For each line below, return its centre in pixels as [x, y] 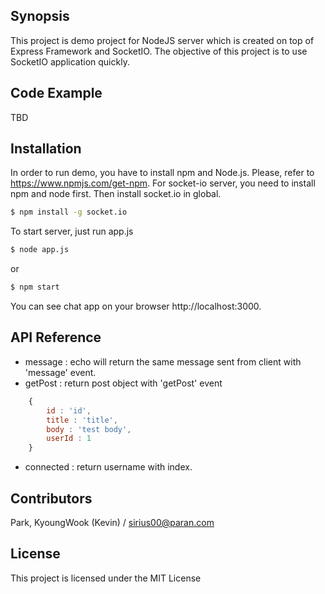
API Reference [56, 337]
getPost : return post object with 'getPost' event [123, 383]
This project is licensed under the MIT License [106, 578]
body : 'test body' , [89, 429]
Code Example [56, 93]
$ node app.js [40, 250]
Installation [46, 149]
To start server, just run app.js [72, 231]
